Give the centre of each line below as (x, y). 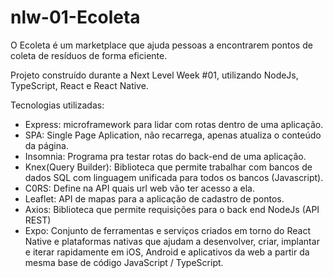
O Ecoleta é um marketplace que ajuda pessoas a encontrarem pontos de (161, 45)
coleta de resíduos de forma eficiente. (89, 55)
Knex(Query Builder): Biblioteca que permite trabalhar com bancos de (168, 167)
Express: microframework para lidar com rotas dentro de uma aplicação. (174, 124)
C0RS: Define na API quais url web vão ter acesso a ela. (139, 188)
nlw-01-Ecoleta (75, 17)
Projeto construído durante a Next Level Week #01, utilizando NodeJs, (154, 75)
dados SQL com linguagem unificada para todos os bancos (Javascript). (174, 177)
